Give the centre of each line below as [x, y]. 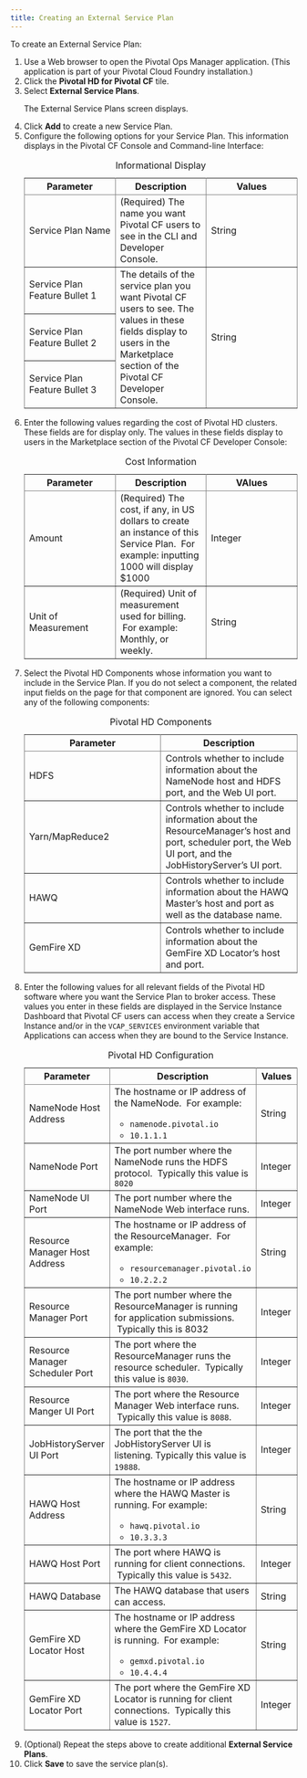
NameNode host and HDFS [223, 781]
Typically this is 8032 [162, 1329]
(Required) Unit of [159, 593]
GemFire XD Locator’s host [223, 952]
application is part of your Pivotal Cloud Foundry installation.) [138, 71]
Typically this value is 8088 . [174, 1416]
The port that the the [159, 1432]
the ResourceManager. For [173, 1236]
